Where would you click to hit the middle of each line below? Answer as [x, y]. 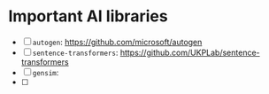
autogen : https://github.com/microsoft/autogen [117, 42]
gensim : [46, 72]
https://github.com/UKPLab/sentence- [190, 52]
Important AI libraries [88, 16]
